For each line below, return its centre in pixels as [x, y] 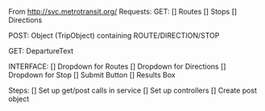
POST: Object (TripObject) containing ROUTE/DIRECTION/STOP [114, 36]
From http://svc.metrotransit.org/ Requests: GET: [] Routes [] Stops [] [123, 12]
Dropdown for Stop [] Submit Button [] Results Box [92, 75]
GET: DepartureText [41, 51]
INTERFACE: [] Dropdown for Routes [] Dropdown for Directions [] [117, 66]
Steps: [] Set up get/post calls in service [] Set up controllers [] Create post [133, 90]
